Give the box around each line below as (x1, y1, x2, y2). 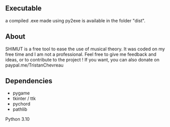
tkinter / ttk (12, 96, 36, 102)
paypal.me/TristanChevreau (5, 62, 64, 68)
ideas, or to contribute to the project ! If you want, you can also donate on (5, 56, 159, 62)
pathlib (12, 106, 27, 112)
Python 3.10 (5, 116, 30, 122)
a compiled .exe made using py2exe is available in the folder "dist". (5, 17, 146, 23)
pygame (12, 90, 30, 96)
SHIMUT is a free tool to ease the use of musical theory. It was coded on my (5, 46, 165, 52)
